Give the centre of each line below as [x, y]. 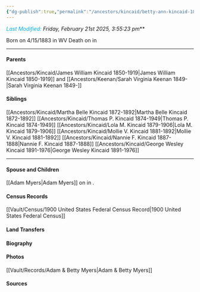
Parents [16, 60]
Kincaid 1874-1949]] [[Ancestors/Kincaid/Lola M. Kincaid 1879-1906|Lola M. [99, 125]
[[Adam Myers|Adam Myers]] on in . [50, 183]
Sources [17, 284]
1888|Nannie [22, 144]
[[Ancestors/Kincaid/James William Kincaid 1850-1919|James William [91, 73]
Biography [19, 243]
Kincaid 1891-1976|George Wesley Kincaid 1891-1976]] [73, 150]
